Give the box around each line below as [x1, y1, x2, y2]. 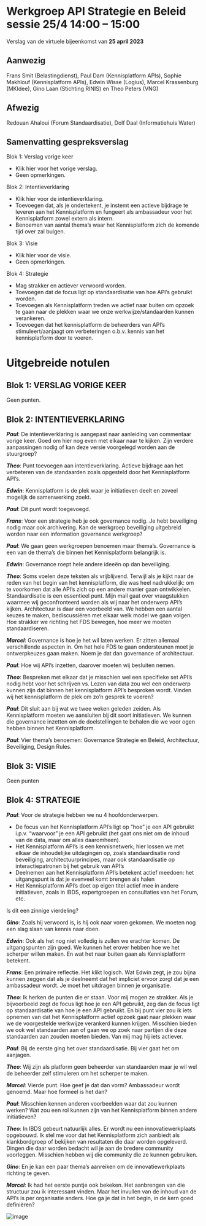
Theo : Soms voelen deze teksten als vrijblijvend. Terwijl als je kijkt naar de [6, 572, 194, 580]
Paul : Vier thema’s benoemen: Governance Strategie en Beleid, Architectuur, [6, 736, 200, 744]
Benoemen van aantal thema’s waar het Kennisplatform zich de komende [15, 221, 199, 228]
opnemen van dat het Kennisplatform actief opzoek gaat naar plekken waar [6, 1013, 196, 1020]
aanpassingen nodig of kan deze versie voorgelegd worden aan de [6, 443, 175, 451]
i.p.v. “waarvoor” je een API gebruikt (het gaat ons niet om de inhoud [15, 829, 189, 837]
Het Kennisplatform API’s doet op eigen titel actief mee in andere [15, 881, 179, 889]
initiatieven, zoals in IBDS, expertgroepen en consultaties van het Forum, [15, 888, 199, 896]
